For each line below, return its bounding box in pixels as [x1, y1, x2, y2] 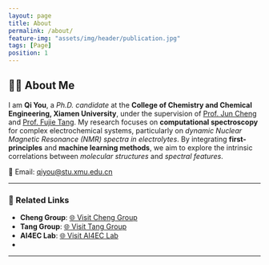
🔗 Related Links [8, 194, 70, 206]
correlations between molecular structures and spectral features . [8, 151, 224, 161]
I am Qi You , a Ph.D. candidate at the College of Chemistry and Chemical [8, 100, 252, 109]
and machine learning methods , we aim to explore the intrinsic [43, 142, 253, 153]
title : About [8, 19, 52, 27]
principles [8, 142, 42, 153]
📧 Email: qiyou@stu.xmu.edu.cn [8, 166, 113, 177]
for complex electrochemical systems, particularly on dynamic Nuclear [8, 125, 243, 135]
